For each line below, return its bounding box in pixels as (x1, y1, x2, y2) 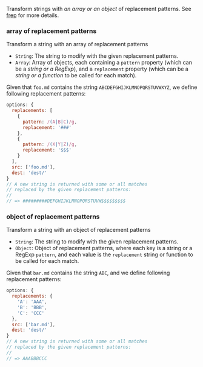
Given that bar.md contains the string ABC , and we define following (6, 269, 170, 276)
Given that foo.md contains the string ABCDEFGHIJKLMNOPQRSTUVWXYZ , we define (6, 83, 198, 91)
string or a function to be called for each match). (15, 72, 137, 79)
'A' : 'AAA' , (17, 299, 47, 305)
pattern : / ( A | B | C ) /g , (22, 119, 78, 125)
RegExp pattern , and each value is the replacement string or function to (15, 251, 194, 258)
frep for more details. (6, 12, 59, 19)
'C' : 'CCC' (17, 310, 45, 316)
